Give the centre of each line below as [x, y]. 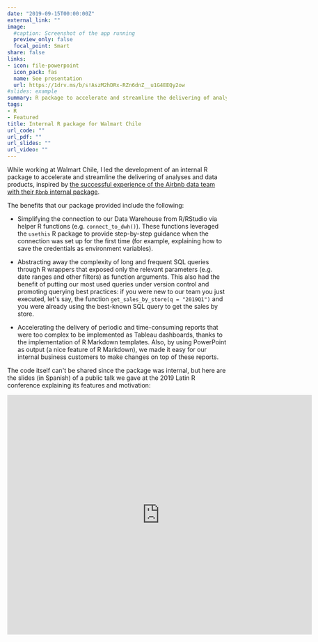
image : [17, 26]
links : [17, 59]
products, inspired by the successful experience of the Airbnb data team [111, 184]
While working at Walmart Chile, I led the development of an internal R [108, 169]
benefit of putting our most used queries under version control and [113, 284]
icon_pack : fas [35, 72]
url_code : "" [26, 130]
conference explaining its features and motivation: [79, 385]
